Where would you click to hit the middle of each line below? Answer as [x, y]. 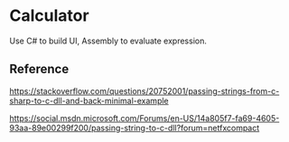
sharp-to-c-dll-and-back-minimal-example [89, 100]
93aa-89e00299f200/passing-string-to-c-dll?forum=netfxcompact [135, 128]
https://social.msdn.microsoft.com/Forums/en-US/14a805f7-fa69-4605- [144, 118]
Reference [39, 69]
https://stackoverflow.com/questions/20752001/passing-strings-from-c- [144, 90]
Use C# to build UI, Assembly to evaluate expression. [108, 41]
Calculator [49, 16]
